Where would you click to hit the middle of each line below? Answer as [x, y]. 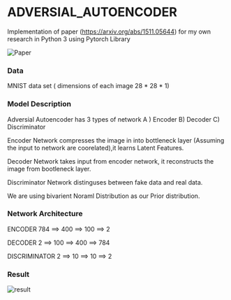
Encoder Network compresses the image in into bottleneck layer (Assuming [116, 140]
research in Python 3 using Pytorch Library [69, 38]
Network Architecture [45, 214]
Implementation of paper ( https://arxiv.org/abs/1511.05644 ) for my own [109, 31]
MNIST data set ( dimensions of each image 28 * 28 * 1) [88, 86]
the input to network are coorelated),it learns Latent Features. [96, 148]
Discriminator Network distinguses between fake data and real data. [105, 182]
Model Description [39, 104]
